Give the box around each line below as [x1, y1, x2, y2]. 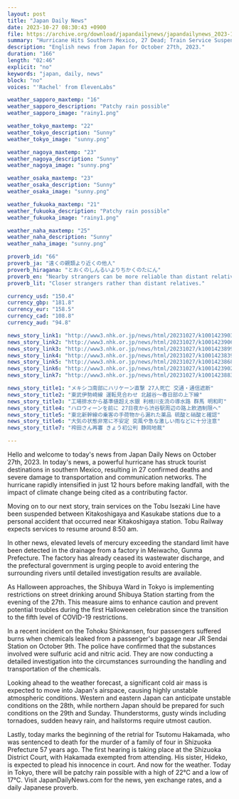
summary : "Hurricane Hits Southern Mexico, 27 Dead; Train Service [7, 37, 212, 44]
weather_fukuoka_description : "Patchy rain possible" [7, 208, 171, 215]
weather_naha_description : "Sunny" [7, 233, 113, 241]
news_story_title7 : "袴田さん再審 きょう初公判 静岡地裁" [7, 424, 166, 432]
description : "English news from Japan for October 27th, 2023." [7, 44, 205, 51]
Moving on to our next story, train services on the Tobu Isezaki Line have [7, 502, 221, 510]
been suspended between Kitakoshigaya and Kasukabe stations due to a [7, 509, 221, 518]
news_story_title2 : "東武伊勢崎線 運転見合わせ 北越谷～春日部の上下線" [7, 391, 203, 398]
